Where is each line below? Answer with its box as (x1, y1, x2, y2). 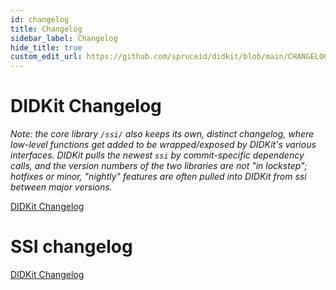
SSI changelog (10, 236, 133, 258)
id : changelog (10, 14, 70, 25)
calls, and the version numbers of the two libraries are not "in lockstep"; (10, 160, 308, 172)
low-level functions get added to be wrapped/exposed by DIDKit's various (10, 139, 317, 151)
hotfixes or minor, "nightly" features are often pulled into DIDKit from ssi (10, 171, 307, 183)
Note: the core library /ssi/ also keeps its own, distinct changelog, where (10, 128, 315, 140)
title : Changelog (10, 24, 83, 34)
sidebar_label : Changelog (10, 33, 118, 43)
